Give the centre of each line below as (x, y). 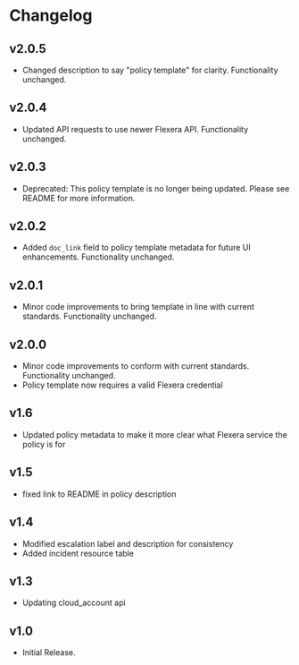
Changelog (51, 16)
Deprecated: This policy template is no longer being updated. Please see (156, 188)
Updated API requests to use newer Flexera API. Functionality (135, 129)
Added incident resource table (78, 553)
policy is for (44, 444)
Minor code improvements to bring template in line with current (138, 307)
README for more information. (79, 198)
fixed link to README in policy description (99, 494)
